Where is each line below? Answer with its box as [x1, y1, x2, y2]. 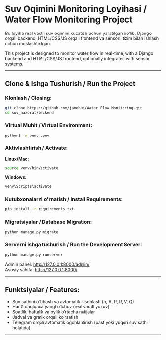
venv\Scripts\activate [5, 184, 52, 189]
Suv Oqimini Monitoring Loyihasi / [5, 3, 147, 15]
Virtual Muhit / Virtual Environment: [5, 122, 93, 129]
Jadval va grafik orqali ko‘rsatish [12, 314, 79, 320]
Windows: [5, 174, 27, 180]
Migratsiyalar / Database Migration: [5, 218, 92, 225]
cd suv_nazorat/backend [5, 110, 54, 115]
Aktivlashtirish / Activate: [5, 144, 68, 151]
